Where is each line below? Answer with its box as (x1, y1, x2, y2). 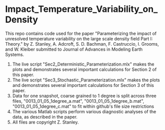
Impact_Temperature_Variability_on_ (5, 3, 158, 15)
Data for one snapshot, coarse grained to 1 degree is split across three (12, 93, 157, 99)
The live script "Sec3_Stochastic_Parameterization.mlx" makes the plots (12, 77, 160, 83)
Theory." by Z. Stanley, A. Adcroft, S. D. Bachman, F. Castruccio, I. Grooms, (5, 41, 159, 47)
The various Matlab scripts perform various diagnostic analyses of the (12, 108, 157, 115)
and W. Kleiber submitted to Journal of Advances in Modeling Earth (5, 46, 143, 52)
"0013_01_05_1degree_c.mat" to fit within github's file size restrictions (12, 103, 154, 109)
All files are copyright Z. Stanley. (12, 119, 79, 125)
